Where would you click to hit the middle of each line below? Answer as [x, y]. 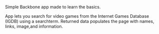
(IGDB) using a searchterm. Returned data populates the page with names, [80, 21]
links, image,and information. [34, 26]
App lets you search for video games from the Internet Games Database [77, 16]
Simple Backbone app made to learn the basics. [53, 7]
